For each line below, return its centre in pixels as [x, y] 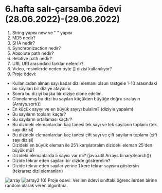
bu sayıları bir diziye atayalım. [42, 88]
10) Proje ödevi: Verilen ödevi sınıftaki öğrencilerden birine [99, 180]
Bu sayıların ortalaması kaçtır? [42, 119]
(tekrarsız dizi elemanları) [37, 171]
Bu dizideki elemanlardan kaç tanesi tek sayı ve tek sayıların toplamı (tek [84, 124]
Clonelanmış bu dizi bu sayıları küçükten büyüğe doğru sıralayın [76, 98]
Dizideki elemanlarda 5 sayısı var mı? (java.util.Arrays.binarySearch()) [82, 155]
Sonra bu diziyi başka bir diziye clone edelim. [57, 94]
